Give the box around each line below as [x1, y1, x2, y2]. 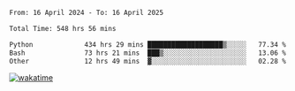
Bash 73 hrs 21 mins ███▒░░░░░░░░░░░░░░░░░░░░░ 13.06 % [9, 49, 287, 57]
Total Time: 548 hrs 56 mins [9, 24, 117, 33]
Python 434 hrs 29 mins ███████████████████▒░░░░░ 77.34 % [9, 40, 287, 49]
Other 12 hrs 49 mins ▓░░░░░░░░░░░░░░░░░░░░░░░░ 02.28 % [9, 57, 287, 65]
